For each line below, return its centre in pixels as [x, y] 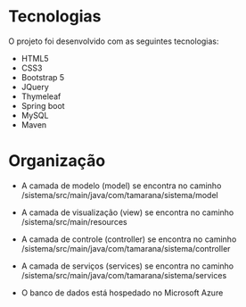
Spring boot [43, 105]
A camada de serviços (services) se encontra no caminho [127, 266]
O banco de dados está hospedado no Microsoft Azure [122, 293]
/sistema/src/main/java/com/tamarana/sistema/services [124, 275]
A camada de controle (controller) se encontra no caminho [129, 239]
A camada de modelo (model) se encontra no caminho [121, 186]
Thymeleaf [41, 96]
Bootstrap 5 [43, 77]
